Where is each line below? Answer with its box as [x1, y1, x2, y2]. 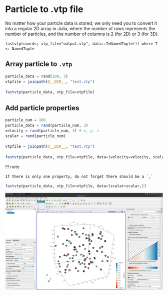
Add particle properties [5, 104, 79, 112]
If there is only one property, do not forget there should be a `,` [5, 174, 153, 179]
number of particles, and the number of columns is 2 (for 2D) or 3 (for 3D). [5, 31, 159, 37]
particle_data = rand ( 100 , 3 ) [5, 74, 68, 79]
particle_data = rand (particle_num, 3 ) [5, 123, 88, 128]
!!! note [5, 164, 20, 170]
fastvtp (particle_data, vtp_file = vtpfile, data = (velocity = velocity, [5, 155, 151, 160]
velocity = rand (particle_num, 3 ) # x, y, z [5, 128, 99, 133]
